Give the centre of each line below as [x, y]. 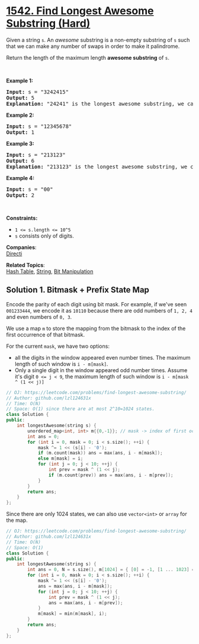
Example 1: [20, 81]
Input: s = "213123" [36, 155]
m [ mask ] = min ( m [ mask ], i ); [73, 614]
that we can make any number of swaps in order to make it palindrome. [93, 46]
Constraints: [22, 218]
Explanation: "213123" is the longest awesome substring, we [97, 166]
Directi [14, 254]
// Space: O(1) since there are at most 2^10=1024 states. [81, 409]
